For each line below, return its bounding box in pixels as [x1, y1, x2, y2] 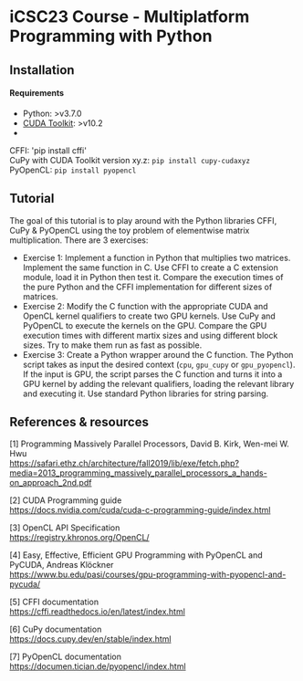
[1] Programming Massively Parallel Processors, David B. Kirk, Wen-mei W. [9, 438, 289, 449]
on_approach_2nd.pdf [9, 477, 92, 488]
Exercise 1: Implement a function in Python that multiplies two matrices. [22, 252, 291, 263]
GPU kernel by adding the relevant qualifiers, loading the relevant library [22, 378, 295, 389]
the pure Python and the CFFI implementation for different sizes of [22, 281, 273, 292]
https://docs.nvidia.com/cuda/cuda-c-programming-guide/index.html [9, 505, 271, 516]
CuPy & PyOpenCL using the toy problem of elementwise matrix [9, 225, 250, 236]
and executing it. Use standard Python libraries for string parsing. [22, 388, 269, 399]
